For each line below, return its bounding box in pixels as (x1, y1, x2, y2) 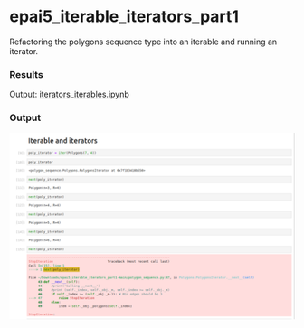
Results (9, 68, 43, 80)
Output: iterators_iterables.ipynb (9, 89, 129, 100)
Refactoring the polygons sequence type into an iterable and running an (9, 36, 278, 47)
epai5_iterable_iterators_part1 (9, 6, 240, 27)
